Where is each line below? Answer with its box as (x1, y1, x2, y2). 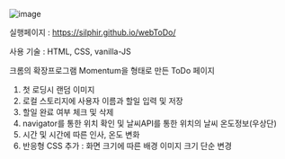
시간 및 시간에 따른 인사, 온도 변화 (22, 129, 140, 139)
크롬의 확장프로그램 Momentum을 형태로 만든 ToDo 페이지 (9, 66, 216, 75)
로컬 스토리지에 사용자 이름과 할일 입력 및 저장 (22, 95, 183, 106)
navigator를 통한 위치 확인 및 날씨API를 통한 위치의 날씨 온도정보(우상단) (22, 118, 277, 128)
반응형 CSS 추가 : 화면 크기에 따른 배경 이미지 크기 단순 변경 (22, 140, 232, 151)
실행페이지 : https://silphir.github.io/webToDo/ (9, 27, 176, 38)
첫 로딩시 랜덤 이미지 (22, 84, 95, 94)
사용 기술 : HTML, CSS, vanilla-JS (9, 46, 132, 57)
